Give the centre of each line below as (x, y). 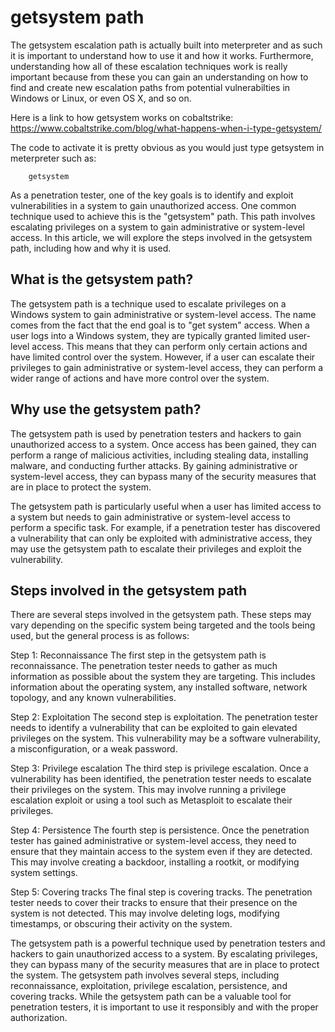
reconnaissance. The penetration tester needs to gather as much (144, 666)
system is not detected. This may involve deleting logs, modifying (145, 913)
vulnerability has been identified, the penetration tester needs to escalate (161, 779)
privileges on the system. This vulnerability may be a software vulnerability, (165, 738)
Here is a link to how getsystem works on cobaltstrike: (122, 117)
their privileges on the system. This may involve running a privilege (148, 790)
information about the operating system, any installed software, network (159, 687)
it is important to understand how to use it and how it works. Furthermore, (162, 55)
